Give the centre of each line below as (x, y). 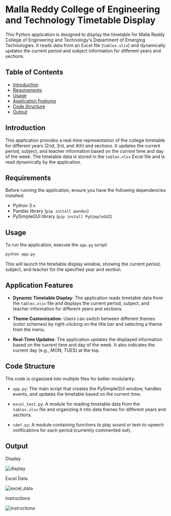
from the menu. (29, 329)
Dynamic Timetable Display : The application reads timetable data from (88, 298)
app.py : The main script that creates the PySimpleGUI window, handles (87, 388)
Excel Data (17, 478)
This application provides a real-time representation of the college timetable (85, 140)
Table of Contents (34, 72)
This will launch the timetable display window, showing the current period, (83, 264)
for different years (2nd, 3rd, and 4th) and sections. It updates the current (83, 145)
